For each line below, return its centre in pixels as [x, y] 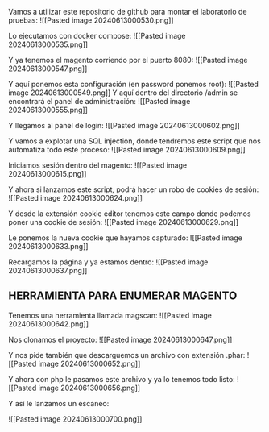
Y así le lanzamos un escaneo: [59, 403]
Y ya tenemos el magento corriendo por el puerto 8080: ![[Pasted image [128, 60]
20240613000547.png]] [48, 69]
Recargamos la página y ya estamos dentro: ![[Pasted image [108, 262]
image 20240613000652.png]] [89, 363]
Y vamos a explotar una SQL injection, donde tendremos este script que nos [135, 141]
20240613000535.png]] [48, 44]
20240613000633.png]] [48, 246]
